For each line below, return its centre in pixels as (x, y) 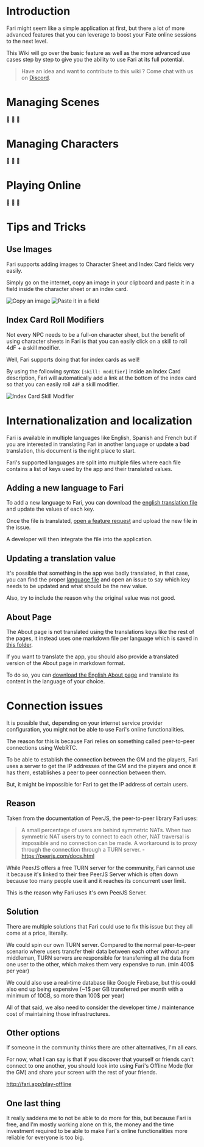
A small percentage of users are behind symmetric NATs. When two (106, 830)
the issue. (19, 527)
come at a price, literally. (37, 933)
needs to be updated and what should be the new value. (77, 586)
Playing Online (44, 185)
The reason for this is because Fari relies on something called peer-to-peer (100, 741)
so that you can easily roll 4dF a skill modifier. (63, 384)
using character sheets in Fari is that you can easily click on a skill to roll (97, 341)
